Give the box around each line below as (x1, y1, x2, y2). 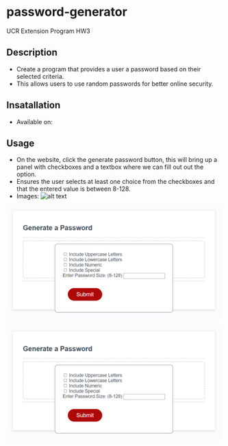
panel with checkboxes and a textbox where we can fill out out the (16, 163, 204, 172)
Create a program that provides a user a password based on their (16, 64, 201, 73)
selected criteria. (16, 72, 64, 80)
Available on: (16, 117, 53, 126)
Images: (16, 192, 39, 200)
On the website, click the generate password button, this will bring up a (16, 156, 218, 164)
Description (6, 47, 58, 58)
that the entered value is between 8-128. (16, 185, 131, 193)
